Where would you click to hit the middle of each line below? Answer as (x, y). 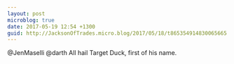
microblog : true (31, 20)
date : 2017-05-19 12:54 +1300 (51, 26)
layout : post (26, 14)
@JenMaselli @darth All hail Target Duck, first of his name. (92, 53)
